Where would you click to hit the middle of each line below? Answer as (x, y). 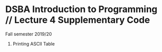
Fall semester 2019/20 (29, 34)
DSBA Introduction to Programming (82, 9)
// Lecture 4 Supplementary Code (78, 20)
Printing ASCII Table (34, 43)
